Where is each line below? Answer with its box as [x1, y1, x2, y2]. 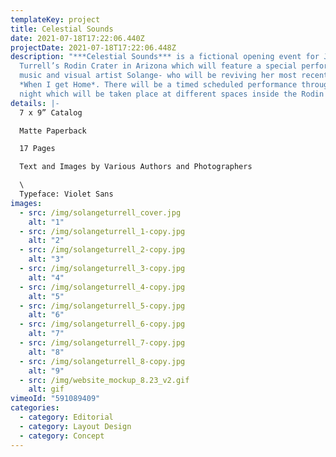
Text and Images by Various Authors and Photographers [19, 162, 253, 172]
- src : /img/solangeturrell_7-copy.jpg [19, 338, 186, 348]
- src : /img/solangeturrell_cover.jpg [19, 207, 182, 218]
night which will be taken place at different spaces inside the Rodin [19, 89, 325, 99]
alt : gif [28, 384, 65, 395]
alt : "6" [28, 310, 65, 320]
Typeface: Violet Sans [19, 189, 114, 199]
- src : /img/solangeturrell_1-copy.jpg [19, 226, 186, 236]
